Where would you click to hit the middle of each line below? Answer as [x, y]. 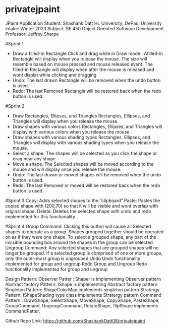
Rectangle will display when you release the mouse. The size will [80, 58]
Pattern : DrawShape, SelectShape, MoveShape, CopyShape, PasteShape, [82, 300]
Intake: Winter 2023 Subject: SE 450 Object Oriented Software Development [84, 28]
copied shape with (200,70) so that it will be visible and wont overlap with [82, 206]
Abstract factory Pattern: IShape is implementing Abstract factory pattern [81, 284]
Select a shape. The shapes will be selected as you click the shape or [85, 153]
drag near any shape [34, 158]
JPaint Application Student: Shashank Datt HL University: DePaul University [84, 23]
